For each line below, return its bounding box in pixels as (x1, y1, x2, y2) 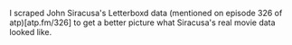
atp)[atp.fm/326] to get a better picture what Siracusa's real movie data (9, 17, 276, 28)
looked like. (9, 27, 52, 37)
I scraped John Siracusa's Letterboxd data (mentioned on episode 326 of (9, 8, 283, 18)
